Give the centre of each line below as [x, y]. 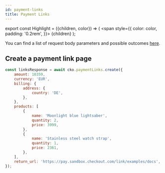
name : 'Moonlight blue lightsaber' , [69, 116]
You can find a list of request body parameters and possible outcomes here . [83, 43]
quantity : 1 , [45, 143]
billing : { [25, 84]
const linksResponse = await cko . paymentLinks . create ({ [64, 70]
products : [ [26, 106]
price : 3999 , [45, 125]
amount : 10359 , [30, 74]
